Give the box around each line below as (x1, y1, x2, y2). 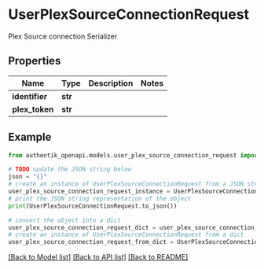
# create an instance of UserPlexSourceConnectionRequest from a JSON (8, 180, 244, 188)
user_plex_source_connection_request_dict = (8, 223, 156, 231)
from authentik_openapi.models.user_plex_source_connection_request (8, 151, 237, 159)
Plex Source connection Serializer (8, 31, 118, 41)
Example (8, 131, 52, 144)
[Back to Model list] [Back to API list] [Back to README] (8, 252, 189, 262)
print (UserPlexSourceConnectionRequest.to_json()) (8, 202, 178, 210)
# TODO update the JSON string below (8, 165, 132, 174)
